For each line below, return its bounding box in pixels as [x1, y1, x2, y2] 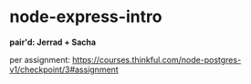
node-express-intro [9, 6, 162, 27]
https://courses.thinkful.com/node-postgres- [72, 54, 242, 65]
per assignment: [9, 54, 71, 65]
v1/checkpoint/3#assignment [9, 64, 119, 75]
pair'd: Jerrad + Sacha [9, 37, 97, 47]
